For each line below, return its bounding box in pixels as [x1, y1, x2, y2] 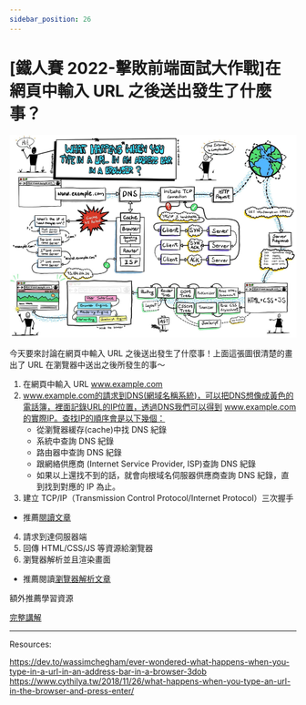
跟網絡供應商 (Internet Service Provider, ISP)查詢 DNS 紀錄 [36, 458, 257, 469]
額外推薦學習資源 [9, 592, 74, 603]
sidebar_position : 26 [9, 15, 92, 24]
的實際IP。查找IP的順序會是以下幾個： [22, 413, 166, 424]
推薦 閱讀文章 [22, 511, 71, 523]
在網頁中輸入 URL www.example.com [22, 378, 163, 389]
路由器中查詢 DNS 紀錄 [36, 446, 123, 457]
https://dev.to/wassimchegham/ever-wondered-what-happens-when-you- [9, 656, 290, 667]
